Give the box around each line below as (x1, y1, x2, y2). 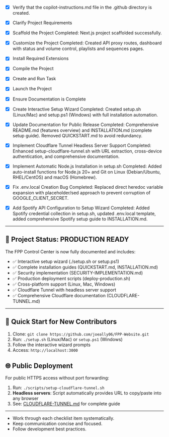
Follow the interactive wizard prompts (12, 342, 91, 348)
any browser (12, 396, 39, 402)
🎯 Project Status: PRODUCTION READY (5, 235, 129, 244)
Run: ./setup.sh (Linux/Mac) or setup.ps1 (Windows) (12, 336, 123, 342)
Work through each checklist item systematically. (12, 415, 115, 421)
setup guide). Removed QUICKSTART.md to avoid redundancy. (12, 132, 142, 138)
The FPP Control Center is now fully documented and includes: (5, 248, 136, 254)
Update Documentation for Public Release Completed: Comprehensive (12, 121, 159, 128)
